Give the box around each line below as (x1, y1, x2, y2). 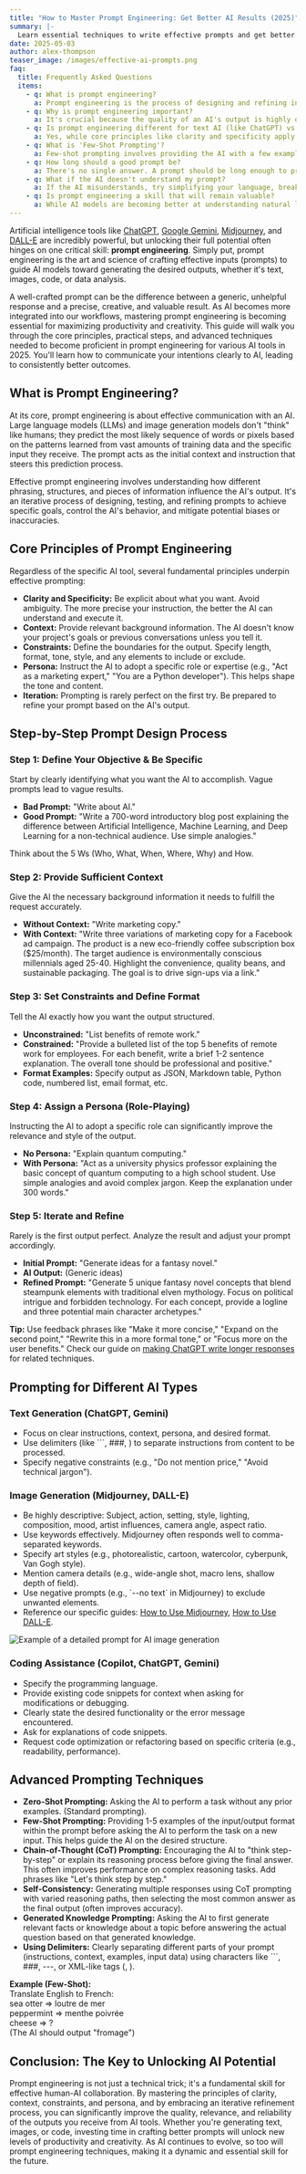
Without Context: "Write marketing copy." (22, 919, 181, 930)
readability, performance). (22, 1745, 121, 1757)
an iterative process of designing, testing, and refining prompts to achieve (9, 495, 287, 507)
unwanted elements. (22, 1597, 100, 1608)
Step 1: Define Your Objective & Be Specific (9, 753, 203, 766)
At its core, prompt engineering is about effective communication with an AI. (9, 410, 295, 421)
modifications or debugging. (22, 1697, 129, 1708)
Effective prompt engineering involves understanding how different (9, 476, 261, 486)
